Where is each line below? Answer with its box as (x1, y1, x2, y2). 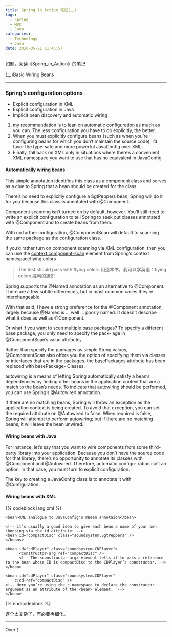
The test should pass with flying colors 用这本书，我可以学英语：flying (17, 267, 167, 273)
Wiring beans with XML (5, 493, 56, 499)
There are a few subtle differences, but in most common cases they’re (5, 289, 154, 295)
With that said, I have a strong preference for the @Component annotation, (5, 304, 163, 310)
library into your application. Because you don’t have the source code (17, 450, 165, 456)
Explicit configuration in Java (12, 106, 74, 113)
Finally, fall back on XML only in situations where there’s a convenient (12, 149, 160, 155)
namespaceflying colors (5, 256, 56, 262)
